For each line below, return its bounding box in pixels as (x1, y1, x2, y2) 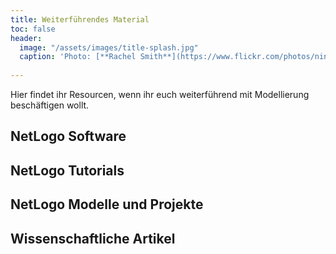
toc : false (10, 24, 56, 34)
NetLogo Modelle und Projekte (10, 196, 204, 213)
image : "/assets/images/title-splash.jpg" (19, 42, 199, 53)
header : (10, 33, 43, 43)
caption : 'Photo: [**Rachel (19, 52, 137, 62)
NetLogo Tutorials (10, 162, 125, 179)
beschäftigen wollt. (10, 99, 90, 111)
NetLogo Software (10, 128, 127, 145)
